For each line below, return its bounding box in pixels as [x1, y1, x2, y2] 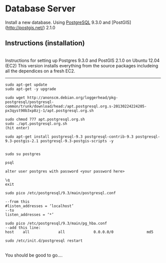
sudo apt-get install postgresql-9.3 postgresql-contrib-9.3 [5, 134, 134, 139]
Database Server [5, 3, 76, 14]
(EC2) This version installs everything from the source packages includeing [5, 62, 159, 68]
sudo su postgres [5, 152, 41, 157]
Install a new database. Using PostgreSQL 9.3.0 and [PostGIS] [5, 19, 131, 25]
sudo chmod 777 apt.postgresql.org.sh [5, 117, 85, 122]
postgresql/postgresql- [5, 100, 54, 105]
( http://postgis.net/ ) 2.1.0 [5, 24, 56, 30]
